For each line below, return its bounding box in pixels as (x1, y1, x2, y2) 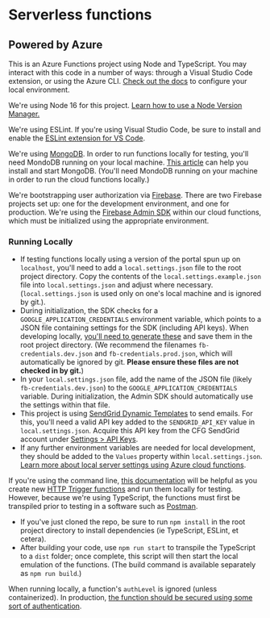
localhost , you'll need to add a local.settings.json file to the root (19, 263, 242, 273)
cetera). (19, 534, 47, 544)
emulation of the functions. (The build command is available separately (19, 560, 256, 570)
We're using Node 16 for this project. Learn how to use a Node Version (8, 101, 243, 110)
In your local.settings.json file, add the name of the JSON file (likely (19, 374, 252, 384)
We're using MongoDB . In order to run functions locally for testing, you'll (8, 149, 249, 158)
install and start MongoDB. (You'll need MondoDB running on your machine (8, 166, 258, 175)
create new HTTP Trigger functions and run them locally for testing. (8, 484, 234, 494)
